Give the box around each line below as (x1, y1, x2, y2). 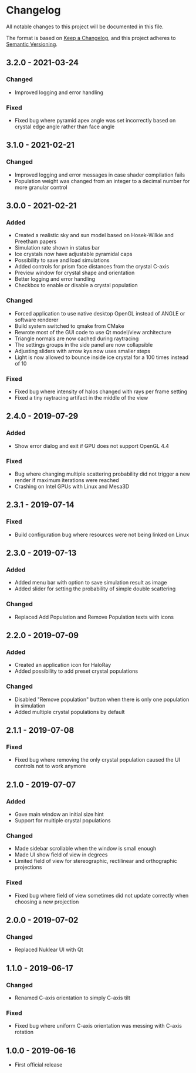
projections (14, 863, 42, 871)
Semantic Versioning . (6, 41, 58, 48)
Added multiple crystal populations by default (14, 708, 125, 715)
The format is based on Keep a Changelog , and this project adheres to (6, 34, 176, 41)
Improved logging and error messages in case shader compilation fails (14, 171, 185, 178)
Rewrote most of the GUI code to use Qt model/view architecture (14, 328, 171, 335)
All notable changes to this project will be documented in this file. (6, 23, 164, 30)
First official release (14, 1061, 63, 1068)
